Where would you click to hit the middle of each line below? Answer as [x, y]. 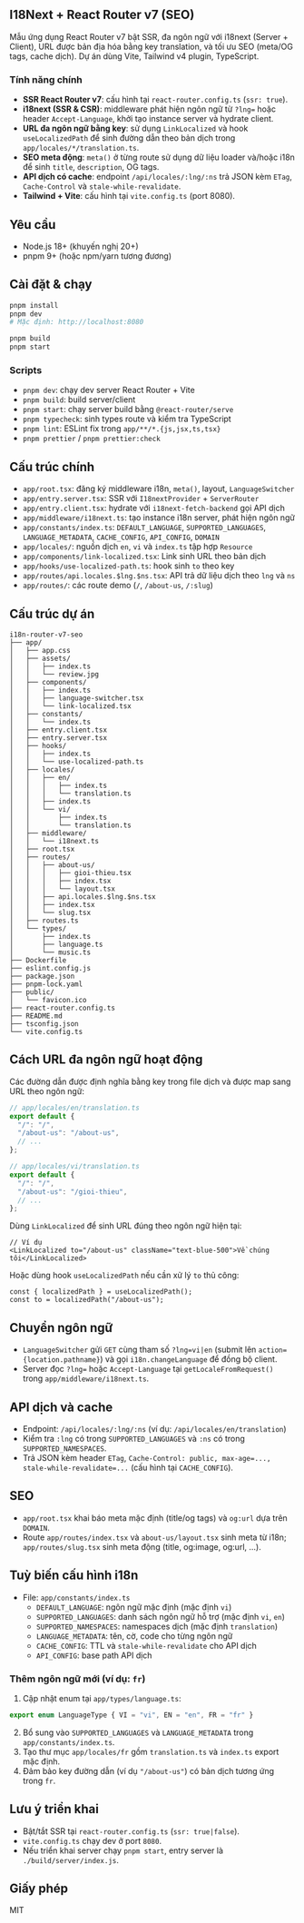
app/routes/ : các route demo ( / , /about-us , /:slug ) [118, 586]
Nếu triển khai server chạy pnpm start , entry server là [123, 1850]
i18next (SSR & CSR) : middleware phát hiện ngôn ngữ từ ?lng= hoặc [149, 109]
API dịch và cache [61, 1407]
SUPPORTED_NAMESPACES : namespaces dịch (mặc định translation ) [157, 1626]
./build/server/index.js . [71, 1859]
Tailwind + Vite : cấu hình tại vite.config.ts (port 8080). [129, 196]
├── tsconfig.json [44, 1024]
